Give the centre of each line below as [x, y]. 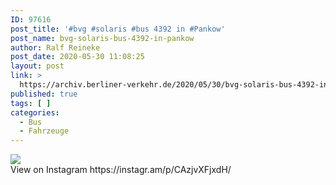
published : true [44, 94]
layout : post [37, 66]
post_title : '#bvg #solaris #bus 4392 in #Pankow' [118, 29]
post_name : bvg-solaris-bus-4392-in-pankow [102, 38]
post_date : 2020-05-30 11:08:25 [77, 57]
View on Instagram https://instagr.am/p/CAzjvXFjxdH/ [121, 170]
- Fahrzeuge [44, 131]
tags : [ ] [31, 103]
